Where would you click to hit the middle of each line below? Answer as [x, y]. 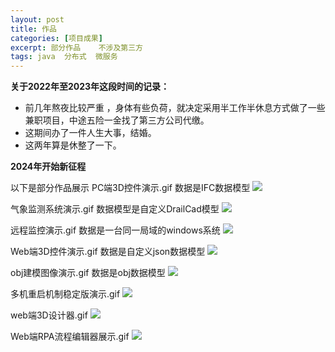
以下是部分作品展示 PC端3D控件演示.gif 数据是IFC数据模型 [130, 188]
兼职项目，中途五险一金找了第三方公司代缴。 [117, 120]
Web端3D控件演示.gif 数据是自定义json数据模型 [108, 252]
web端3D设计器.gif [49, 315]
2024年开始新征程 [48, 167]
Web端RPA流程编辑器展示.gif [70, 337]
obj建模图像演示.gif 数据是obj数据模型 [88, 273]
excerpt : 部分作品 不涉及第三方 [76, 47]
